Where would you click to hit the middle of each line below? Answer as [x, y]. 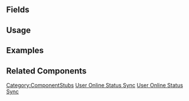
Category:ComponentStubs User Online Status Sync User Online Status [95, 85]
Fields [18, 10]
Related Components [46, 71]
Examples [25, 51]
